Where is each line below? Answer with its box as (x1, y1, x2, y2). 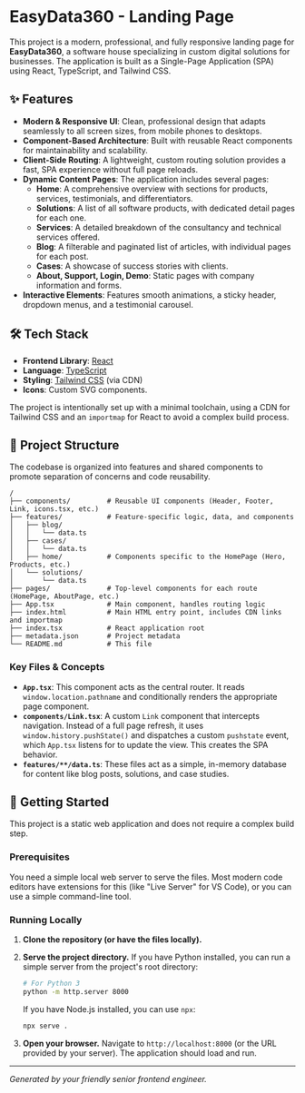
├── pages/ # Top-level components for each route (9, 584, 258, 594)
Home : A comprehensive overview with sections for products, (35, 183, 269, 194)
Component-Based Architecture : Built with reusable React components (22, 134, 293, 146)
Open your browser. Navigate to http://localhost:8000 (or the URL (22, 1038, 277, 1049)
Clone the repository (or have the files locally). (22, 934, 202, 945)
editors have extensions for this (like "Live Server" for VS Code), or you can (9, 881, 292, 891)
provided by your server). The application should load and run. (22, 1047, 257, 1059)
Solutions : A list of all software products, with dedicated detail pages (35, 202, 295, 213)
